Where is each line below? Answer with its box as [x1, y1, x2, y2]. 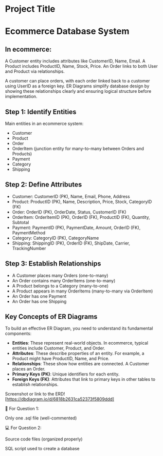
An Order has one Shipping [12, 298, 67, 304]
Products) [12, 151, 32, 157]
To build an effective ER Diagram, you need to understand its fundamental [5, 326, 153, 332]
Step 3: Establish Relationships [5, 260, 101, 268]
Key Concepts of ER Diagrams [5, 312, 98, 321]
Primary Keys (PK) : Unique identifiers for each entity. [12, 371, 120, 377]
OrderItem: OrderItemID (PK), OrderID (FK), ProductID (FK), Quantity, [12, 214, 150, 220]
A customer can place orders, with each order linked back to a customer [5, 78, 150, 84]
